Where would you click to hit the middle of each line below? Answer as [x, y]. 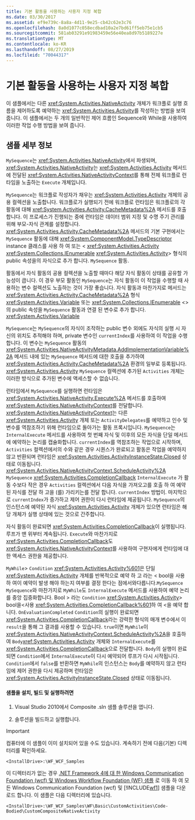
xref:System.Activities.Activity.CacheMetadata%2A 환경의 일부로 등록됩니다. [96, 364]
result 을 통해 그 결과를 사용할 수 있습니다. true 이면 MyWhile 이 [77, 627]
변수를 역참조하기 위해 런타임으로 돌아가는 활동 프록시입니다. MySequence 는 [91, 427]
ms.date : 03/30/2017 [31, 17]
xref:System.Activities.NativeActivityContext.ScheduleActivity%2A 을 [88, 634]
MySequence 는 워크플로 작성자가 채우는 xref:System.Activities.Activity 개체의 [94, 195]
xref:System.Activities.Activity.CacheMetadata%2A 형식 [73, 295]
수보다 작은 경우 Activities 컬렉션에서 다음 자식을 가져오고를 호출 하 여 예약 [99, 485]
